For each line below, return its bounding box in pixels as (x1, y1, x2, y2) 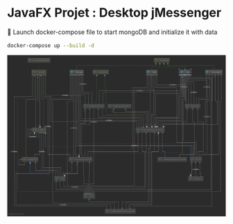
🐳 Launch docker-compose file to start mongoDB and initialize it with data (7, 28, 218, 36)
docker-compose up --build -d (7, 42, 95, 49)
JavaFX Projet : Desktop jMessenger (7, 5, 222, 21)
